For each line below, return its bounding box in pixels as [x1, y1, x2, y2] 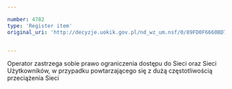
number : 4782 [7, 16, 45, 23]
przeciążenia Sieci [7, 74, 59, 82]
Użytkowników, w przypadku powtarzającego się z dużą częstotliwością [7, 66, 213, 75]
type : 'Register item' [7, 22, 72, 29]
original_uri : [7, 29, 48, 36]
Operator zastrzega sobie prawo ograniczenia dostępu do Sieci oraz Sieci [7, 60, 217, 68]
